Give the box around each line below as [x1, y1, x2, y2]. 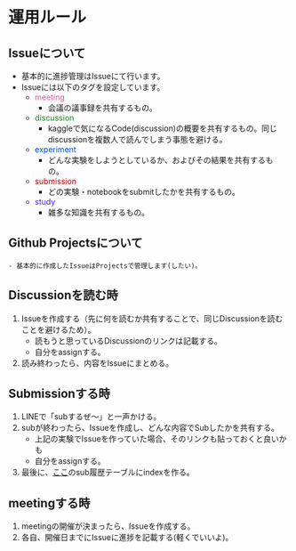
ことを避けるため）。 [20, 324, 96, 335]
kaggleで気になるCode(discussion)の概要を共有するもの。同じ [47, 123, 277, 134]
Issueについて [8, 45, 86, 61]
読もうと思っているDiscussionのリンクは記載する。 [34, 335, 223, 346]
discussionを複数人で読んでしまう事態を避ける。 [47, 134, 228, 144]
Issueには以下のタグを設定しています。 [20, 82, 165, 93]
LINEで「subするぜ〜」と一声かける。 [20, 411, 162, 422]
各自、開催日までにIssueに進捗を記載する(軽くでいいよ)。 [20, 532, 234, 543]
